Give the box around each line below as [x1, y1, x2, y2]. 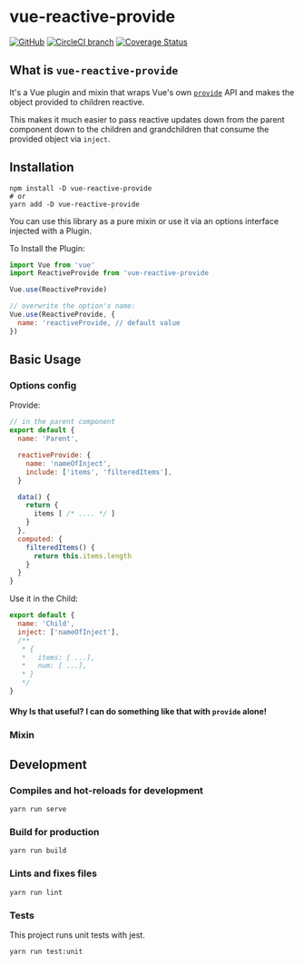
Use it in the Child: [9, 593, 79, 605]
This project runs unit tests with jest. [9, 929, 145, 940]
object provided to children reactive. [9, 96, 145, 107]
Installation [9, 160, 74, 175]
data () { [17, 492, 51, 501]
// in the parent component [9, 418, 116, 427]
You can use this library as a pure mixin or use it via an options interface [9, 215, 279, 226]
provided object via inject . [9, 133, 111, 144]
